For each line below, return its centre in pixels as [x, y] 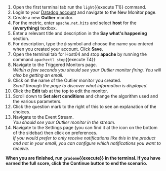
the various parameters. [37, 101]
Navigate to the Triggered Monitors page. [55, 65]
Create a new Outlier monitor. [43, 17]
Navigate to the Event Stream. [43, 117]
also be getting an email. [38, 75]
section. [21, 38]
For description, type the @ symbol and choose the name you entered [83, 44]
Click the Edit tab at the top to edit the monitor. [60, 91]
